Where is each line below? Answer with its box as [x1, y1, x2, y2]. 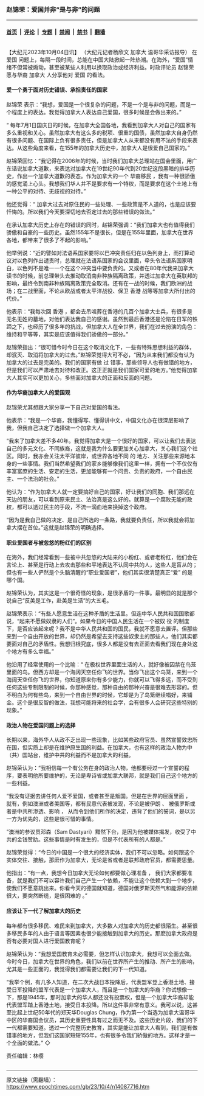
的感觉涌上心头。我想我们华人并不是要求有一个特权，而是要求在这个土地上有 [6, 180, 198, 187]
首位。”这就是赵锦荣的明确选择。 [27, 523, 107, 531]
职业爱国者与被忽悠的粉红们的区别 [6, 539, 92, 546]
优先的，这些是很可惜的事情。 [22, 815, 97, 823]
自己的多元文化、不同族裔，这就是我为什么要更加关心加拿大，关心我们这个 [6, 444, 192, 452]
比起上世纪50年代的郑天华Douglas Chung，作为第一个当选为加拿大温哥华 [11, 1008, 195, 1016]
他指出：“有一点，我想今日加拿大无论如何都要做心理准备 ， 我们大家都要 [6, 869, 188, 877]
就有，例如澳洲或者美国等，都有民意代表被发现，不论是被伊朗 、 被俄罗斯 [6, 800, 190, 808]
